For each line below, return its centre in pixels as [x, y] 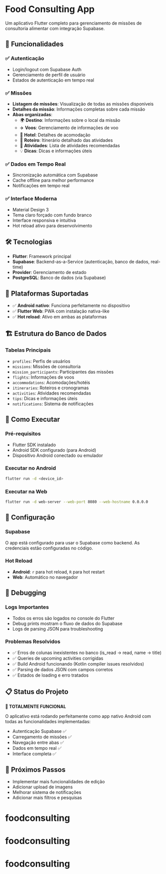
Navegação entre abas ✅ [38, 742]
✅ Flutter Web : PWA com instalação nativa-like [61, 311]
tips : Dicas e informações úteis [45, 398]
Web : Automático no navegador [45, 577]
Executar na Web [26, 491]
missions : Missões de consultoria [46, 366]
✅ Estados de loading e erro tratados [50, 675]
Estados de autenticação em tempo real [53, 80]
